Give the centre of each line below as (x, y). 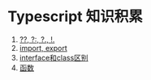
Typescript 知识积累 (75, 17)
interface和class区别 (54, 57)
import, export (43, 48)
